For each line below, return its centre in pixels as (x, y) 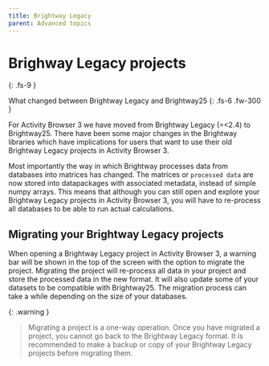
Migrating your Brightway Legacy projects (116, 234)
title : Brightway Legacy (50, 16)
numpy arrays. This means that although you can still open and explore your (134, 192)
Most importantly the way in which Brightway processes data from (118, 167)
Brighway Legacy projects (97, 63)
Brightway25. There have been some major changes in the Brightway (123, 134)
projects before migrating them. (80, 353)
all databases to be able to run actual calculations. (91, 209)
